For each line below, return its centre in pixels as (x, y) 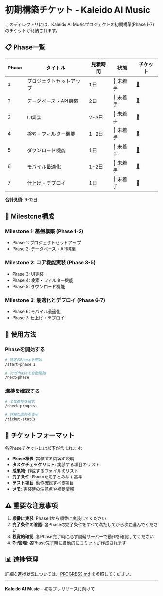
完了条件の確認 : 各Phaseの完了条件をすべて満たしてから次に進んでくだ (83, 524)
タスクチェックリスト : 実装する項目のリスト (56, 464)
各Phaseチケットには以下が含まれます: (44, 448)
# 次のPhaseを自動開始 (25, 373)
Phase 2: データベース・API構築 (44, 249)
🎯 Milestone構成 (30, 216)
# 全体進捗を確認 (20, 401)
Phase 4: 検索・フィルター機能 (43, 280)
